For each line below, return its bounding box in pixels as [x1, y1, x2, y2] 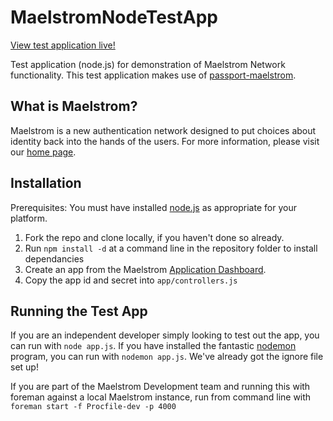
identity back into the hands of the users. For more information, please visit [10, 135, 320, 147]
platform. [10, 212, 48, 224]
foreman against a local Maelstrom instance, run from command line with [10, 391, 312, 403]
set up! [10, 361, 39, 373]
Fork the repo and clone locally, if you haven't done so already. [24, 231, 285, 243]
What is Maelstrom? [10, 98, 138, 115]
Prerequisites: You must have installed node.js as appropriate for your [10, 201, 297, 213]
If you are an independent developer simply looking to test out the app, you [10, 329, 320, 341]
